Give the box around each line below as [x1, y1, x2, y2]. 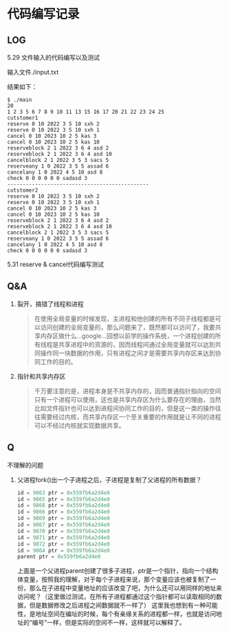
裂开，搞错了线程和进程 [17, 299, 84, 308]
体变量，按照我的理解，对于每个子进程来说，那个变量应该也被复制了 [17, 575, 210, 583]
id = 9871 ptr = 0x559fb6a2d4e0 [17, 534, 110, 541]
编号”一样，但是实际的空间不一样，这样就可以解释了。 [32, 619, 186, 627]
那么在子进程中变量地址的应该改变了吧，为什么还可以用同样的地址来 [29, 584, 222, 592]
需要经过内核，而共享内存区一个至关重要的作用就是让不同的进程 [40, 412, 221, 421]
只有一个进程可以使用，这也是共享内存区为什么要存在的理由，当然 [34, 395, 221, 403]
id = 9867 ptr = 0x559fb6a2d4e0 [17, 521, 110, 528]
